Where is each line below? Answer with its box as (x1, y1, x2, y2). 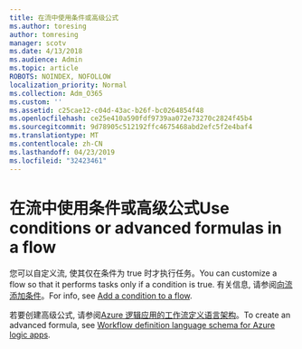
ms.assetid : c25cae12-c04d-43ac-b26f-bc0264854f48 (9, 106, 204, 115)
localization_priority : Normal (9, 80, 127, 90)
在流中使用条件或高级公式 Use (9, 198, 230, 218)
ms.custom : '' (9, 97, 63, 107)
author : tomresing (9, 30, 79, 39)
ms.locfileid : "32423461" (9, 156, 107, 165)
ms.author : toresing (9, 22, 88, 31)
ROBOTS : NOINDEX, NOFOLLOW (9, 72, 111, 81)
